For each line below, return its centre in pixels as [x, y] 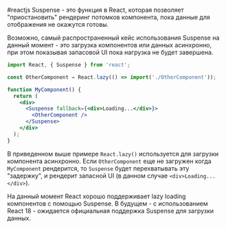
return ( [26, 96]
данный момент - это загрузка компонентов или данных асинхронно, [110, 45]
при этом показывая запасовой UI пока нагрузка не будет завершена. [110, 52]
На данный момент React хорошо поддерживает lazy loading [97, 196]
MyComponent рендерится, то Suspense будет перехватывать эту [98, 168]
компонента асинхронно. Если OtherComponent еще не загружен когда [109, 161]
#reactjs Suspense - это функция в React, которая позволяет [95, 10]
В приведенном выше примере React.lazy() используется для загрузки [113, 154]
